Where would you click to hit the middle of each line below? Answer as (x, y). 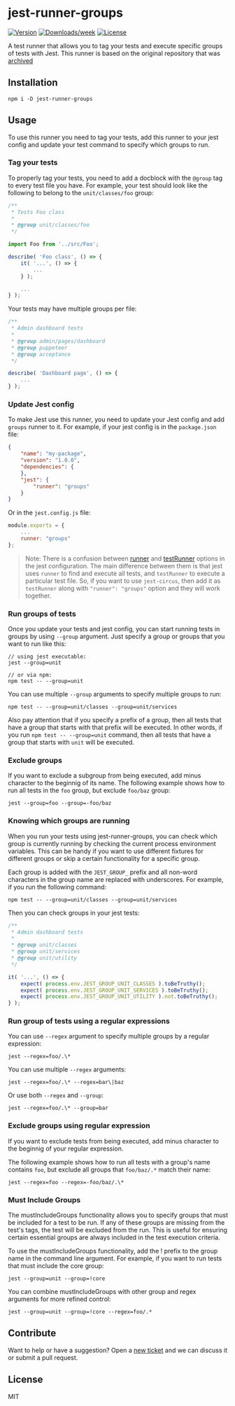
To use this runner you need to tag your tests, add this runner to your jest (113, 137)
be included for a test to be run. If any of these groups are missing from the (116, 1223)
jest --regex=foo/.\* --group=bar (58, 1108)
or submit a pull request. (43, 1357)
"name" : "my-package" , (54, 454)
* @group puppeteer (40, 348)
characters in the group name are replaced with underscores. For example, (116, 879)
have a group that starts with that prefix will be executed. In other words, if (115, 727)
